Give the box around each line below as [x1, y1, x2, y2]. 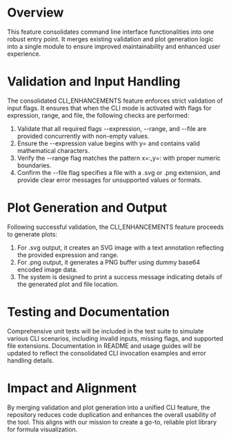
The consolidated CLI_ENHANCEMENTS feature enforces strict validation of [7, 96, 223, 105]
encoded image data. [17, 265, 78, 274]
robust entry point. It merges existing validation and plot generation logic [7, 34, 214, 43]
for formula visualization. [7, 425, 78, 433]
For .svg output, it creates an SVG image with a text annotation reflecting [17, 243, 224, 252]
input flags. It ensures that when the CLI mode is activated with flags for [7, 103, 212, 112]
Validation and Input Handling [7, 74, 181, 90]
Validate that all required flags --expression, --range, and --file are [17, 124, 207, 132]
